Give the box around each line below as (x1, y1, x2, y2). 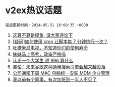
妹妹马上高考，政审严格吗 (12, 51, 66, 57)
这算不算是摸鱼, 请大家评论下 (12, 32, 73, 38)
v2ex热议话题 (5, 5, 62, 16)
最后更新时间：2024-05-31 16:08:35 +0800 (5, 22, 88, 28)
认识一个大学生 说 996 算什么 (12, 57, 74, 63)
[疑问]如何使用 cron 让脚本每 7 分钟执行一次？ (12, 38, 108, 45)
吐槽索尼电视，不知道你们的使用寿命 (12, 45, 88, 51)
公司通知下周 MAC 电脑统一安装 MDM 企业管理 (12, 70, 110, 76)
